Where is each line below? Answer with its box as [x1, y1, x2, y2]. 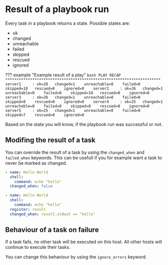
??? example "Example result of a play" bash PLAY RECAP [5, 72, 121, 78]
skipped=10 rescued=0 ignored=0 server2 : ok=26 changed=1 [5, 86, 163, 91]
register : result [10, 207, 46, 212]
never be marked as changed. [5, 160, 67, 166]
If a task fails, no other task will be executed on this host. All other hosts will [5, 239, 162, 245]
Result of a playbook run [5, 4, 109, 15]
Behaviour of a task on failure [5, 226, 99, 234]
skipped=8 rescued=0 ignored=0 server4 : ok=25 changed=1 [5, 99, 163, 104]
